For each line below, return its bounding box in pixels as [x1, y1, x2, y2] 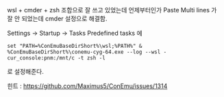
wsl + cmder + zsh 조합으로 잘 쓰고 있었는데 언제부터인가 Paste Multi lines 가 [7, 6, 217, 14]
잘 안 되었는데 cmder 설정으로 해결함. [7, 14, 108, 23]
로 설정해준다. [7, 68, 45, 75]
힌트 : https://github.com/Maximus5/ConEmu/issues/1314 [7, 82, 168, 90]
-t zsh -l [77, 55, 106, 61]
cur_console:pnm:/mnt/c [7, 55, 75, 61]
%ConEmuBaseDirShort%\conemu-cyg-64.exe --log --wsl [7, 48, 161, 55]
